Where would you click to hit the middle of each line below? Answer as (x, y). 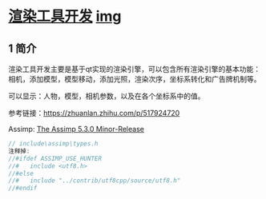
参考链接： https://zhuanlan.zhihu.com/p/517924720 (94, 113)
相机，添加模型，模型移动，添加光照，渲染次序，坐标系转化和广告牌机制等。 (135, 79)
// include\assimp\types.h (53, 144)
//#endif (23, 189)
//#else (21, 173)
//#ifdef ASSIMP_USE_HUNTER (55, 158)
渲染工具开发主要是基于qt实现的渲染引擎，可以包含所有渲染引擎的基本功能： (135, 69)
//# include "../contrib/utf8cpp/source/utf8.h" (95, 181)
